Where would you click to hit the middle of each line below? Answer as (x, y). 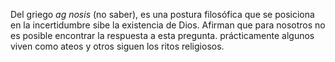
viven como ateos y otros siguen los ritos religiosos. (117, 46)
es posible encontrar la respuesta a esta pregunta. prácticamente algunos (162, 35)
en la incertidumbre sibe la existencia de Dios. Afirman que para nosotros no (168, 25)
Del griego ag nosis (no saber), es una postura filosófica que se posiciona (162, 14)
